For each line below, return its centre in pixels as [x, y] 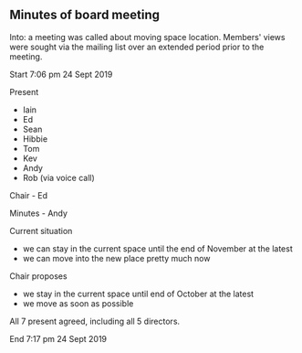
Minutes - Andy [39, 213]
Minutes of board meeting [85, 15]
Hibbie [35, 139]
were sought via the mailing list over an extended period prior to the [137, 47]
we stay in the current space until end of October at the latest [138, 294]
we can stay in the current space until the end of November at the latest [158, 248]
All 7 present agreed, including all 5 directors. [95, 321]
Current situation [41, 230]
